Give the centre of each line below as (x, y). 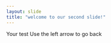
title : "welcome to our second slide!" (56, 17)
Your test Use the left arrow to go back (54, 34)
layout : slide (24, 11)
